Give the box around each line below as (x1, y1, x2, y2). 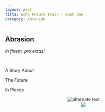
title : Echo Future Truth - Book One (5, 12, 84, 17)
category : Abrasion (5, 16, 46, 21)
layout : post (5, 7, 32, 12)
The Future (5, 77, 28, 83)
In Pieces (5, 87, 24, 93)
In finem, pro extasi (5, 48, 45, 54)
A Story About (5, 68, 34, 74)
